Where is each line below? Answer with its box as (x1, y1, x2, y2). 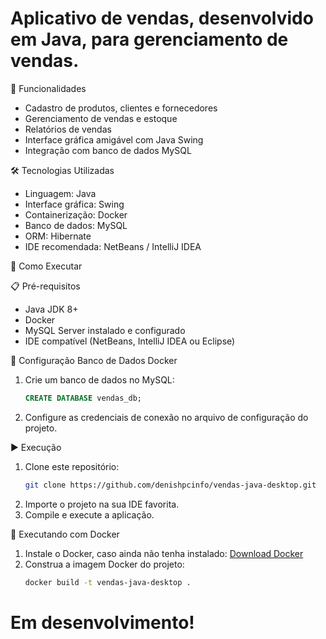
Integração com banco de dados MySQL (24, 144, 192, 156)
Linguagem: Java (24, 187, 97, 199)
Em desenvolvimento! (10, 611, 195, 634)
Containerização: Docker (24, 208, 128, 221)
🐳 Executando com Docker (10, 528, 120, 540)
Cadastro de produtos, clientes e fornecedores (24, 102, 218, 114)
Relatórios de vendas (24, 123, 112, 135)
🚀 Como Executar (10, 260, 83, 272)
